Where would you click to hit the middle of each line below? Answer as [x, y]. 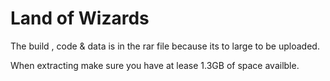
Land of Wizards [80, 18]
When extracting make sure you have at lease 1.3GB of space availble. [155, 65]
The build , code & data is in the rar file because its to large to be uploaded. [165, 46]
